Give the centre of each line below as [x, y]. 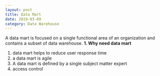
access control [28, 69]
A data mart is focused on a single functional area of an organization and [80, 38]
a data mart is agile [32, 58]
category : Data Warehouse [32, 24]
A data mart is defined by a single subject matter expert [70, 63]
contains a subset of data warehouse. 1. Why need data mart [68, 43]
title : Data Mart [23, 14]
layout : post [19, 10]
